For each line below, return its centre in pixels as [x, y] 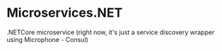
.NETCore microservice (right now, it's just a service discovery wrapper [111, 32]
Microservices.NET [65, 13]
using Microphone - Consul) [48, 39]
